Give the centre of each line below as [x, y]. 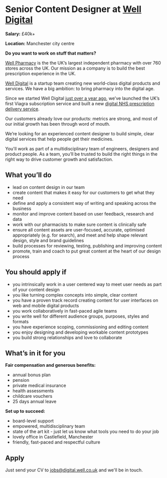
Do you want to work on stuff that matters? [51, 53]
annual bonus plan [32, 375]
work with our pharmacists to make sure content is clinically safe [79, 224]
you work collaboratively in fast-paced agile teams [65, 311]
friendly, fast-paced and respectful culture [56, 442]
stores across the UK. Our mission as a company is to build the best [75, 68]
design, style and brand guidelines [48, 240]
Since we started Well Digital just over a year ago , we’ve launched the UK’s [82, 98]
